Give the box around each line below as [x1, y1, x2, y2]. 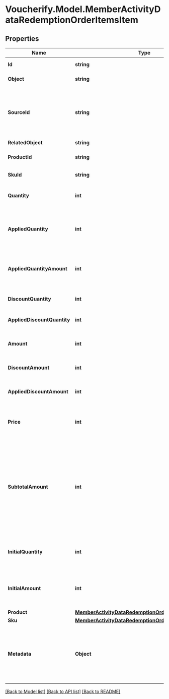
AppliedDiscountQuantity [8, 316, 70, 323]
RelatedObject [8, 139, 43, 146]
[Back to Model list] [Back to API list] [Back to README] [5, 688, 121, 694]
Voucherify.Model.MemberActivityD [5, 4, 161, 15]
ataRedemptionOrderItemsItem [5, 14, 138, 26]
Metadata [8, 651, 32, 657]
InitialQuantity [8, 548, 43, 555]
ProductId [8, 154, 32, 160]
